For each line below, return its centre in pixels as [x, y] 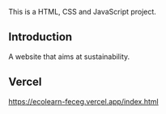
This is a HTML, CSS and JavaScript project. [82, 12]
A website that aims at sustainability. [69, 57]
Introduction [40, 37]
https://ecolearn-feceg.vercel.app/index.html [84, 101]
